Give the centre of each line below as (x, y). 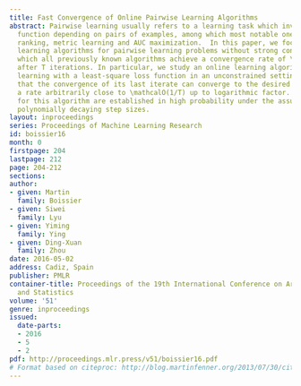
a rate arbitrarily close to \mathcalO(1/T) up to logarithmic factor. (154, 92)
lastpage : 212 (36, 159)
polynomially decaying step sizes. (84, 109)
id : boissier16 (38, 134)
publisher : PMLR (39, 276)
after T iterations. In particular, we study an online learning (142, 68)
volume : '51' (34, 301)
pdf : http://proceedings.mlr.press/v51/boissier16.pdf (114, 359)
